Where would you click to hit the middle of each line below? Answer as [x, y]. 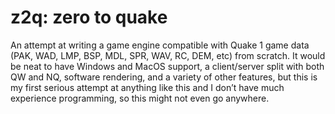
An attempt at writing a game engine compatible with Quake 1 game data [160, 45]
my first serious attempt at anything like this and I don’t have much [147, 87]
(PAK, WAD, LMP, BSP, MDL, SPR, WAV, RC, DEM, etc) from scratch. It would [168, 55]
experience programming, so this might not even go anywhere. [140, 98]
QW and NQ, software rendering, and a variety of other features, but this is [164, 77]
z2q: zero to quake [89, 17]
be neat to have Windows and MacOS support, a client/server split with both [167, 66]
